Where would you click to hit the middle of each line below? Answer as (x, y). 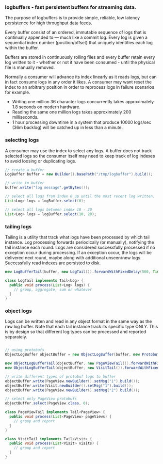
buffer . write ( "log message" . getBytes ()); (48, 188)
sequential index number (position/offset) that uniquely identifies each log (79, 43)
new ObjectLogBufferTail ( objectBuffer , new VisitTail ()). (65, 368)
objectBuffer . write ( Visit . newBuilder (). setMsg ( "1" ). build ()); (69, 385)
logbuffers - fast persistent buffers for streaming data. (71, 7)
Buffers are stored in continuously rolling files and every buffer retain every (80, 57)
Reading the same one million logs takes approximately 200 (72, 112)
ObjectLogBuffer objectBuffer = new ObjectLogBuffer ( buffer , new (72, 355)
